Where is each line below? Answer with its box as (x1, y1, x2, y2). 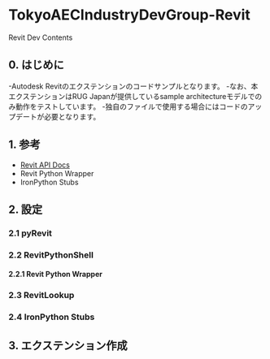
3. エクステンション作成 (8, 339, 128, 353)
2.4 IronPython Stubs (8, 311, 95, 322)
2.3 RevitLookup (8, 290, 75, 301)
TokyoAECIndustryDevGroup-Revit (8, 6, 250, 24)
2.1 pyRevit (8, 227, 53, 239)
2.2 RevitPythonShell (8, 249, 94, 261)
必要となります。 (43, 111, 101, 121)
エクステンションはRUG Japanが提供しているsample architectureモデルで (8, 91, 255, 101)
